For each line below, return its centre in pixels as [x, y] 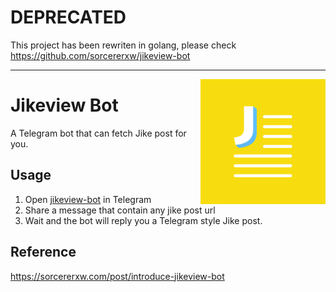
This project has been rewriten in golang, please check [123, 45]
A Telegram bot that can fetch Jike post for [98, 133]
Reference [43, 252]
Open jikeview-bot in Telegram [88, 199]
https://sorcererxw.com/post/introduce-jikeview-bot [117, 276]
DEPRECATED [68, 17]
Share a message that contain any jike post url [120, 210]
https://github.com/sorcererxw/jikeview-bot [100, 55]
